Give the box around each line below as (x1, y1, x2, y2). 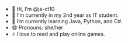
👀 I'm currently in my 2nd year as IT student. (11, 12, 119, 19)
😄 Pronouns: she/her (11, 24, 63, 31)
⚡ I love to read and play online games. (11, 31, 105, 37)
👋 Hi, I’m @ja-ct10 (11, 6, 55, 12)
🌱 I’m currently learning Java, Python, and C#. (11, 18, 123, 24)
